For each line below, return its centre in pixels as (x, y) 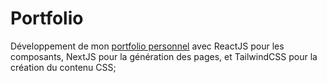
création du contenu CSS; (63, 67)
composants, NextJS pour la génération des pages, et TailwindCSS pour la (164, 56)
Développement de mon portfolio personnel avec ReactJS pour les (147, 46)
